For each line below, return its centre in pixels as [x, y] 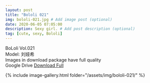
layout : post [19, 10]
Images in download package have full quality [53, 60]
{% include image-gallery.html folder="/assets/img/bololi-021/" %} [75, 75]
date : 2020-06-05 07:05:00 [34, 24]
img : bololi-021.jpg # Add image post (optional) [59, 19]
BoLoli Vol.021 [20, 48]
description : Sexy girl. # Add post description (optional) [70, 29]
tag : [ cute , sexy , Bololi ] [34, 34]
